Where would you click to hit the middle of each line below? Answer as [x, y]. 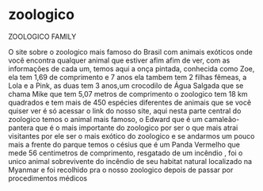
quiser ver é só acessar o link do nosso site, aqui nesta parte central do [125, 111]
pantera [21, 128]
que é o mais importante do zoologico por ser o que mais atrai [137, 128]
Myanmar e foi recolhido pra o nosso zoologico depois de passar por [121, 170]
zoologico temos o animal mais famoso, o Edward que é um [106, 119]
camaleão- [222, 119]
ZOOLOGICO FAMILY [42, 36]
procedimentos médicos [48, 178]
